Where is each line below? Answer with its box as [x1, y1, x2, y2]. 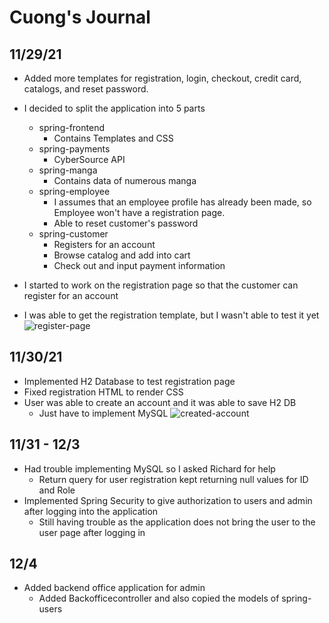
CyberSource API [53, 154, 126, 165]
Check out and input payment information [53, 260, 226, 271]
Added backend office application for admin [23, 582, 206, 594]
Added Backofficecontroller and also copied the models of [38, 592, 280, 605]
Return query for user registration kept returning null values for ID [38, 473, 309, 485]
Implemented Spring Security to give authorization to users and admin [23, 494, 313, 506]
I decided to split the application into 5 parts [23, 102, 206, 114]
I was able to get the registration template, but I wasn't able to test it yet [23, 309, 320, 321]
